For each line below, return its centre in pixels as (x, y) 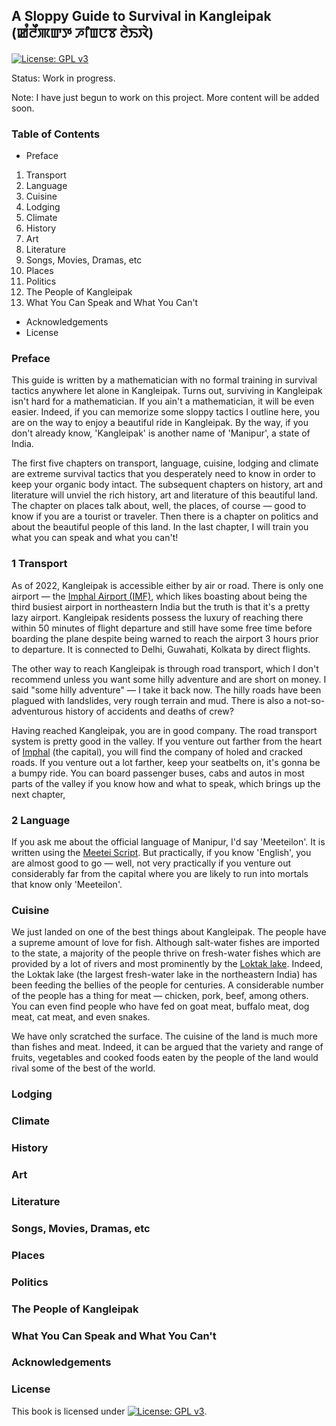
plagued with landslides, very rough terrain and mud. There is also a (151, 700)
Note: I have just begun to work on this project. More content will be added (165, 97)
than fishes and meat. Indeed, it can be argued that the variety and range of (167, 1047)
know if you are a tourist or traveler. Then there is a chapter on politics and (165, 516)
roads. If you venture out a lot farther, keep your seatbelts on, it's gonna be (166, 762)
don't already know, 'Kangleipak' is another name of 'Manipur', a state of (161, 433)
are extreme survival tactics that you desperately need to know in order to (163, 474)
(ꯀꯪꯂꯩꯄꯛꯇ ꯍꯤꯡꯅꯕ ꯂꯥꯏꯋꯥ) (82, 33)
